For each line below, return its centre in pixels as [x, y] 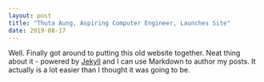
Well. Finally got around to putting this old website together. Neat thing [124, 53]
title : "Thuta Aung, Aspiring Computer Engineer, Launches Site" [119, 23]
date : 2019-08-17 [37, 30]
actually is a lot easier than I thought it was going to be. [99, 70]
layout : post [30, 16]
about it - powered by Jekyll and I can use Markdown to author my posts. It [132, 61]
